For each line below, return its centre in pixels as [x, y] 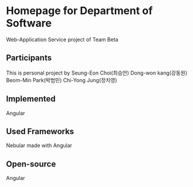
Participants [29, 58]
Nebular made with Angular [39, 145]
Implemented [31, 99]
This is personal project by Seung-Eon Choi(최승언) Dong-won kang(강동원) [97, 73]
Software [29, 23]
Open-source [31, 164]
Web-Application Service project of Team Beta [62, 39]
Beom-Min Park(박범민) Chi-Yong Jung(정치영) [62, 80]
